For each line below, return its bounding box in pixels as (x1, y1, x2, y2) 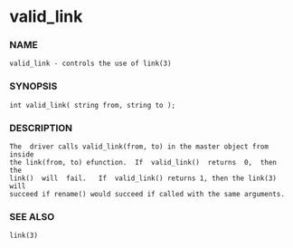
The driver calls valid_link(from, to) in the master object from (9, 142, 269, 151)
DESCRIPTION (9, 121, 73, 134)
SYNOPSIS (9, 80, 58, 92)
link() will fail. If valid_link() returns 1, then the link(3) (9, 174, 278, 183)
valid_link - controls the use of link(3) (9, 59, 172, 69)
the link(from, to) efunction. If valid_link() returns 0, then (9, 158, 278, 167)
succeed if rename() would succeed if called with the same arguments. (9, 190, 285, 199)
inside (9, 150, 34, 159)
